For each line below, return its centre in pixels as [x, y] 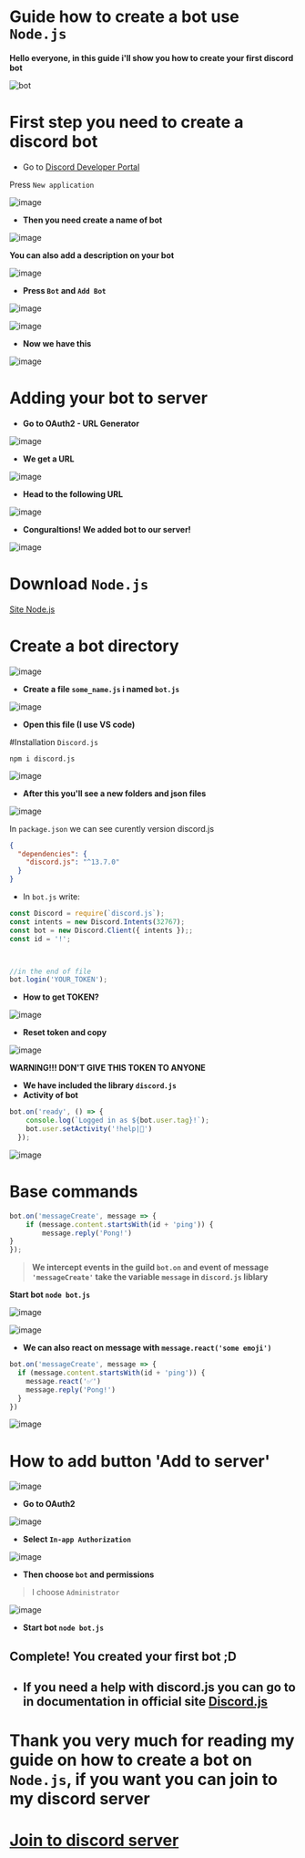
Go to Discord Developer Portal [81, 167]
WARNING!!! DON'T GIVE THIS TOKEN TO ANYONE [108, 1068]
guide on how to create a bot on [131, 1760]
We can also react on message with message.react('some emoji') [147, 1348]
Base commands [74, 1191]
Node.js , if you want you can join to [143, 1780]
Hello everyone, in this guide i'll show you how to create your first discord [152, 57]
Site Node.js [32, 609]
